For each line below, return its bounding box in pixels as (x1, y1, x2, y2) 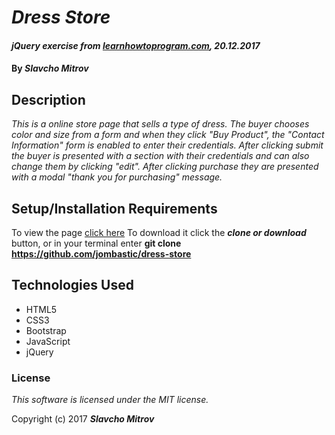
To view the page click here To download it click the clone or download (11, 227, 307, 238)
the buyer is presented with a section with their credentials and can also (11, 150, 310, 162)
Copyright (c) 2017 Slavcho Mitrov (11, 413, 155, 425)
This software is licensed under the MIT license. (11, 394, 209, 406)
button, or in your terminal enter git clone (11, 237, 182, 249)
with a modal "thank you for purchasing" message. (11, 171, 223, 183)
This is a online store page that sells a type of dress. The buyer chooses (11, 118, 310, 130)
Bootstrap (25, 324, 67, 336)
